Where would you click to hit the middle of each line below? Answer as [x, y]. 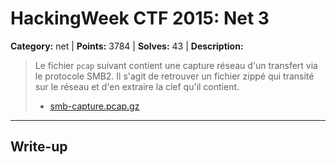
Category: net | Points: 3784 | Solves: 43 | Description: [127, 46]
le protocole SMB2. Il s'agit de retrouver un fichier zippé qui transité [174, 76]
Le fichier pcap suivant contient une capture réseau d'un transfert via [176, 65]
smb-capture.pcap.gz [94, 106]
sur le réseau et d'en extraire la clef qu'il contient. [137, 86]
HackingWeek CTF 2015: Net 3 [140, 18]
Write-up [39, 147]
